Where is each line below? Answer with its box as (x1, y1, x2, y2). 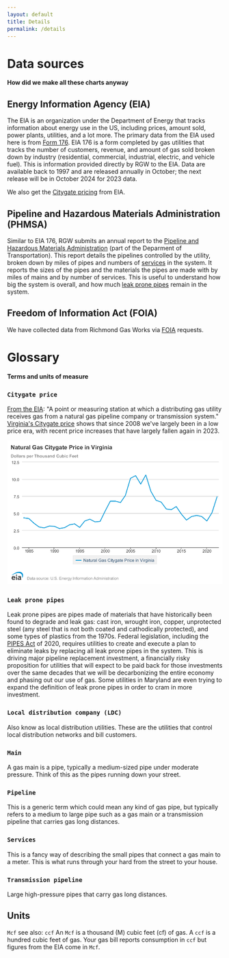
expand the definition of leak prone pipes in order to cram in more (7, 683, 193, 692)
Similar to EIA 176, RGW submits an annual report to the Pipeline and (7, 236, 200, 244)
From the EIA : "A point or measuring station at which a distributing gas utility (7, 405, 222, 413)
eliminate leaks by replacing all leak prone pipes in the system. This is (7, 647, 204, 655)
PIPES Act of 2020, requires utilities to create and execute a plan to (7, 640, 196, 648)
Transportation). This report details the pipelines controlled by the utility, (7, 251, 211, 260)
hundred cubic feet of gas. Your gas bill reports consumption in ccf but (7, 935, 207, 944)
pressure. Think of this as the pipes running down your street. (7, 770, 181, 779)
